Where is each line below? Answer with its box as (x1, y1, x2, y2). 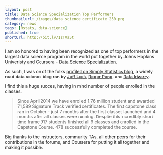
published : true (5, 30, 39, 35)
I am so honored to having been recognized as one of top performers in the (5, 48, 159, 54)
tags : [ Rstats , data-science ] (5, 26, 68, 31)
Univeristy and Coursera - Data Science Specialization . (5, 59, 117, 65)
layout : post (5, 7, 32, 12)
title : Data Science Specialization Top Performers (5, 12, 114, 17)
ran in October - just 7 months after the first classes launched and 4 (17, 108, 156, 114)
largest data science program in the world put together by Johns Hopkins (5, 53, 155, 59)
